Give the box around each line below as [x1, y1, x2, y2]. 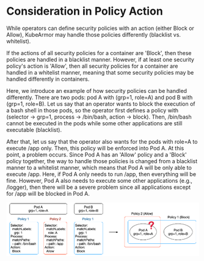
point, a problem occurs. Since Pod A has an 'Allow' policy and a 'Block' [6, 151, 188, 158]
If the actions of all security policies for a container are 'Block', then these [6, 49, 192, 56]
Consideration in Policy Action [6, 4, 163, 18]
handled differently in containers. [6, 75, 90, 83]
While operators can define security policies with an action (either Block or [6, 24, 194, 32]
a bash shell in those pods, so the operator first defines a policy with [6, 106, 179, 114]
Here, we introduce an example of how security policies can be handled [6, 87, 188, 94]
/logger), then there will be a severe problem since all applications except [6, 183, 191, 191]
